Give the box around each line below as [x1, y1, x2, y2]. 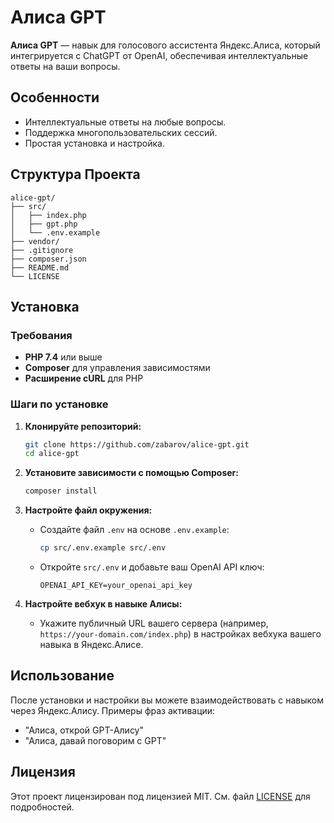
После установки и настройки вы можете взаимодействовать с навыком [10, 694, 324, 706]
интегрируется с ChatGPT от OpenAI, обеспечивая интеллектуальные [10, 49, 309, 61]
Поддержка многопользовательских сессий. [24, 126, 218, 138]
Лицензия [10, 764, 76, 781]
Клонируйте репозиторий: [24, 420, 142, 432]
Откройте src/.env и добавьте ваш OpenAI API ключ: [39, 561, 265, 573]
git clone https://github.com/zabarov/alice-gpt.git [24, 439, 250, 450]
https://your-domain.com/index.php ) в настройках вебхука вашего [39, 628, 322, 640]
